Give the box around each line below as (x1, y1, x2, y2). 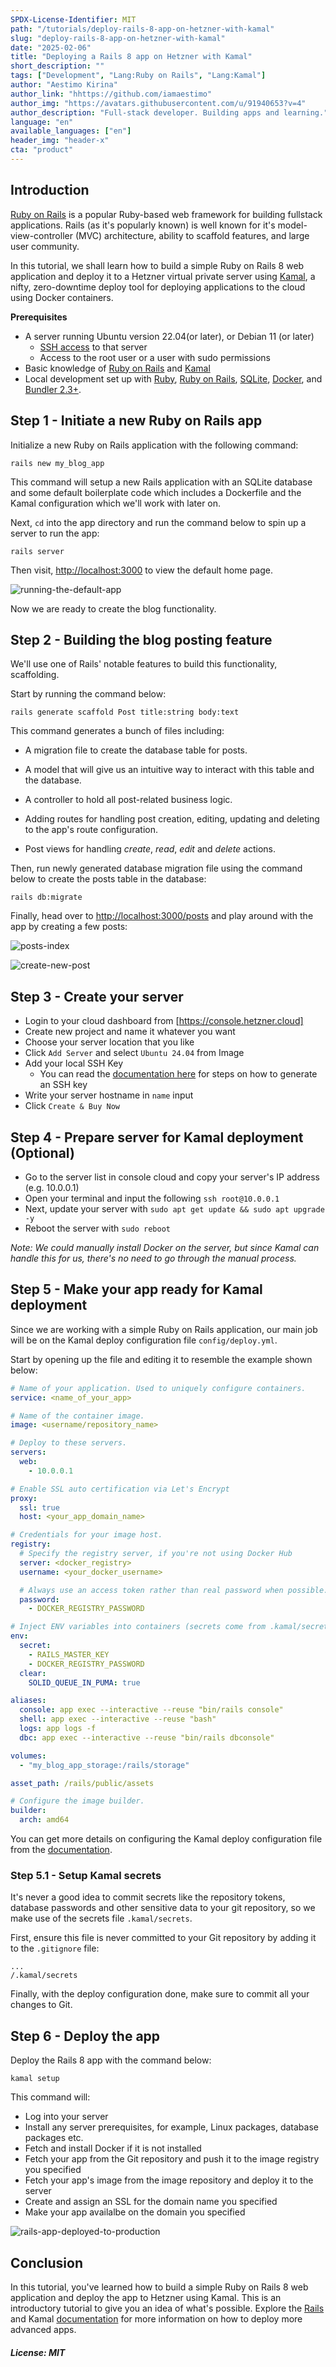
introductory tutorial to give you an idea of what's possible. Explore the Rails (10, 2302, 325, 2314)
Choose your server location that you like (24, 1036, 195, 1048)
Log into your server (24, 2111, 109, 2123)
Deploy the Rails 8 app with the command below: (10, 2054, 212, 2066)
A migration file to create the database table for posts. (24, 744, 248, 756)
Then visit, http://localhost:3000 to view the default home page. (10, 564, 273, 576)
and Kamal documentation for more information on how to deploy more (10, 2312, 303, 2325)
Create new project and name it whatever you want (24, 1026, 236, 1038)
